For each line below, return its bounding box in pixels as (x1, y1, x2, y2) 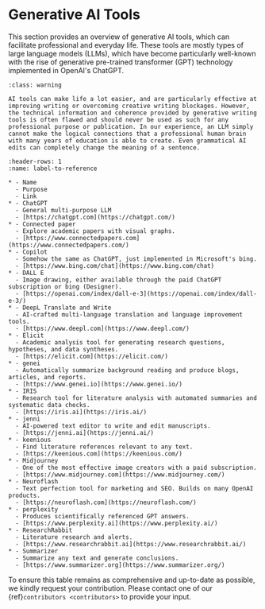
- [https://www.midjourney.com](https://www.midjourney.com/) (15, 471, 225, 479)
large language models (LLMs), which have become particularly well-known (8, 48, 256, 58)
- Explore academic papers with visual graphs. (15, 227, 176, 235)
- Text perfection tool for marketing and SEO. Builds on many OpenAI (15, 484, 254, 492)
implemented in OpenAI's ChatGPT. (8, 65, 125, 75)
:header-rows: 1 (8, 157, 62, 165)
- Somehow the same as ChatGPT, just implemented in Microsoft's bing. (15, 254, 258, 263)
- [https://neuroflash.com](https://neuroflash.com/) (15, 498, 197, 506)
